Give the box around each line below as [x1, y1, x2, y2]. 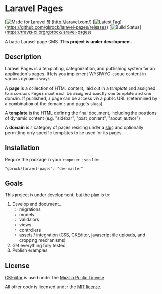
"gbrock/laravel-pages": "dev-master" [5, 166, 83, 171]
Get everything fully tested [12, 243, 65, 248]
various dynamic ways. [5, 76, 51, 81]
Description [5, 53, 41, 61]
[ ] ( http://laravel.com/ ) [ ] [5, 19, 122, 25]
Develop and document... [12, 201, 63, 207]
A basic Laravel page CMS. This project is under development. [5, 38, 132, 44]
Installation [5, 144, 40, 152]
